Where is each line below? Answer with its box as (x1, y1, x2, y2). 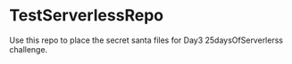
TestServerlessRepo (9, 5, 163, 26)
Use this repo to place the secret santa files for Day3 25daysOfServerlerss (9, 35, 284, 45)
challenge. (9, 44, 48, 54)
